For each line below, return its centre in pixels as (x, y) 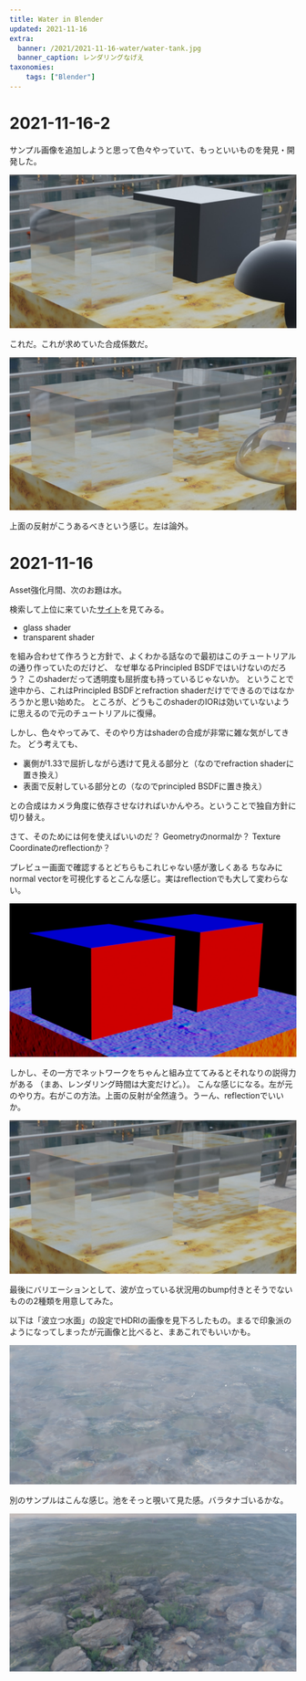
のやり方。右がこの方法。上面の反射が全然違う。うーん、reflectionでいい (147, 1095)
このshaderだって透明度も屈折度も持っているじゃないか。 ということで (160, 679)
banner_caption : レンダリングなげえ (81, 58)
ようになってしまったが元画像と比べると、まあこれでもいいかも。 (133, 1331)
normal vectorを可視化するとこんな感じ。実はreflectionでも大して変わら (145, 879)
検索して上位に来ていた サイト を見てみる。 (89, 609)
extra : (22, 38)
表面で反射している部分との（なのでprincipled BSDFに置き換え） (144, 786)
